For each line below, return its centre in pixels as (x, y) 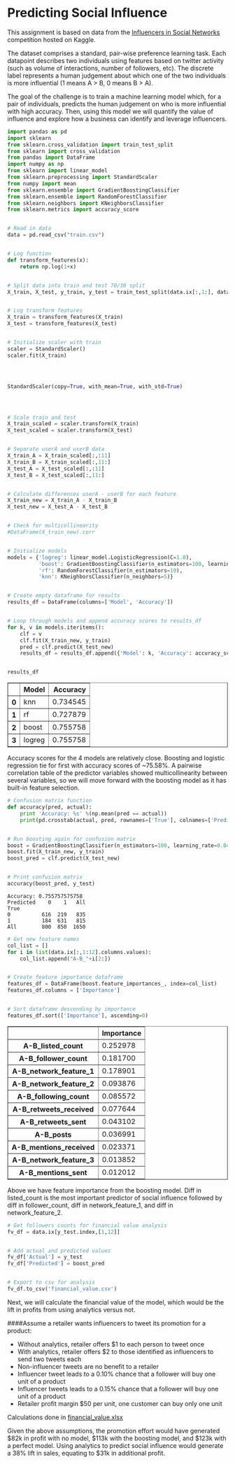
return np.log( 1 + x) (48, 266)
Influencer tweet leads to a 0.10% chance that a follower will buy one (116, 1374)
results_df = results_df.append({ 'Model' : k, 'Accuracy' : (106, 653)
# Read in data (29, 229)
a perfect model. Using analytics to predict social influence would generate (115, 1445)
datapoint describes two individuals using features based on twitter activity (115, 60)
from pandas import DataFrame (51, 158)
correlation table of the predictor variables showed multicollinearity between (117, 773)
